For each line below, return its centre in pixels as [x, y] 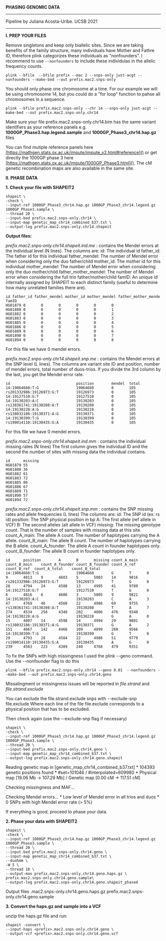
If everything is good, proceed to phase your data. [57, 812]
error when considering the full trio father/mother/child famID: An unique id [82, 277]
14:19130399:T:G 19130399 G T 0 [77, 634]
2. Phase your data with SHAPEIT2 [42, 821]
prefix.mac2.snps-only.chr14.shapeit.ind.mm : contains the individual [76, 441]
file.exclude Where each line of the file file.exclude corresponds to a [75, 704]
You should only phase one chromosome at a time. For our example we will [82, 89]
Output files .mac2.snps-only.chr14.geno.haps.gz [56, 892]
